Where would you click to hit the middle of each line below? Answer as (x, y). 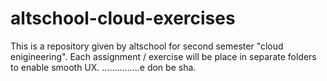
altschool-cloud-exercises (123, 18)
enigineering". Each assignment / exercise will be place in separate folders (163, 56)
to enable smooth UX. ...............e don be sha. (103, 67)
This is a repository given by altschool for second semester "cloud (147, 46)
